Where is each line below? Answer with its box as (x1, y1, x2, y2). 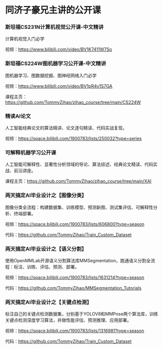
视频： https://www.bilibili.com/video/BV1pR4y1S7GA (5, 83, 113, 89)
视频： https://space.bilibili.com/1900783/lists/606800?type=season (5, 221, 145, 227)
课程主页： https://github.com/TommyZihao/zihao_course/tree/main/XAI (5, 178, 152, 184)
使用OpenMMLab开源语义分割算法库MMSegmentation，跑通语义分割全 (5, 257, 151, 263)
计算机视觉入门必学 (5, 36, 45, 42)
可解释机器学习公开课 (5, 149, 56, 156)
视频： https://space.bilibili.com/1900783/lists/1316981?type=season (5, 328, 145, 334)
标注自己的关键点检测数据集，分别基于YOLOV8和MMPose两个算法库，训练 (5, 311, 158, 317)
